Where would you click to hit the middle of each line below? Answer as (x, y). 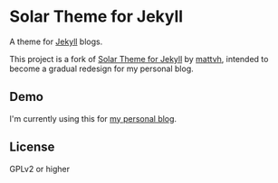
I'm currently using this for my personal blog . (93, 118)
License (32, 147)
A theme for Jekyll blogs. (56, 41)
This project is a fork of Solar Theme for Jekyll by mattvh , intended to (139, 59)
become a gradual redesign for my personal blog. (102, 69)
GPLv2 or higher (40, 169)
